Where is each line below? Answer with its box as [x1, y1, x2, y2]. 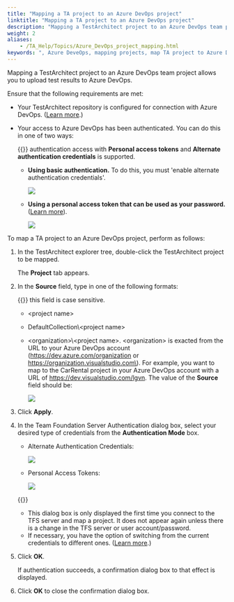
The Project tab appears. [17, 268, 90, 277]
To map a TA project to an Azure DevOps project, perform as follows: [7, 234, 205, 242]
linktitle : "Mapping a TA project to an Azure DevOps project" [7, 17, 195, 24]
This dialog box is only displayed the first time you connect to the [27, 508, 215, 517]
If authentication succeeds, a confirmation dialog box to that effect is [17, 566, 216, 574]
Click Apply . [17, 407, 54, 416]
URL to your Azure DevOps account [27, 343, 130, 352]
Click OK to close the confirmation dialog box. [17, 587, 150, 595]
